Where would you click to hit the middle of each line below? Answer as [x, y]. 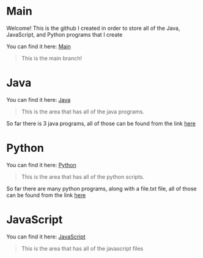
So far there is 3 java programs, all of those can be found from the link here [101, 123]
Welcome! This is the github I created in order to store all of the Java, [93, 28]
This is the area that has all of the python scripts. [83, 177]
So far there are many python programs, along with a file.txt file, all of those [102, 188]
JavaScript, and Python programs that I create [65, 34]
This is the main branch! [52, 58]
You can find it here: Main [39, 46]
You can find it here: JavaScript [46, 237]
